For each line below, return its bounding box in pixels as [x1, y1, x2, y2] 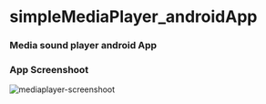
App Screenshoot [9, 64, 89, 77]
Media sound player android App [9, 39, 158, 52]
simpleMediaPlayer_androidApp [9, 6, 258, 27]
